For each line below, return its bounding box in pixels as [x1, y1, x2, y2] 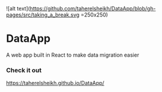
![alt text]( [6, 5, 31, 12]
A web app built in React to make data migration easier [6, 51, 140, 58]
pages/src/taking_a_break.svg [6, 11, 80, 18]
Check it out [6, 66, 42, 74]
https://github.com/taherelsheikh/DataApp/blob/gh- [30, 5, 156, 12]
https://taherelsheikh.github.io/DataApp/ [6, 80, 105, 87]
